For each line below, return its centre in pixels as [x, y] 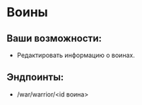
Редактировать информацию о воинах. [76, 55]
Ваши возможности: [54, 38]
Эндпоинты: [35, 77]
